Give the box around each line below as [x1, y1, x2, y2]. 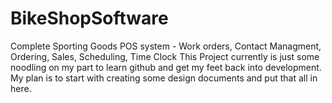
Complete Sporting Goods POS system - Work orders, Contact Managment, [10, 40, 322, 52]
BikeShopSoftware [10, 7, 169, 30]
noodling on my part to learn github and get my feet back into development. [10, 61, 322, 73]
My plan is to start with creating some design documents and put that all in [10, 72, 318, 84]
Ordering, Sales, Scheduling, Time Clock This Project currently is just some [10, 50, 320, 62]
